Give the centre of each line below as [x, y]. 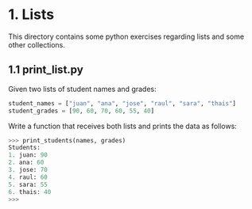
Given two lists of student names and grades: [82, 89]
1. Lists [31, 15]
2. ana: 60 [26, 163]
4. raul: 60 [28, 177]
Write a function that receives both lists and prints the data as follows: [122, 126]
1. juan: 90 [28, 155]
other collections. [37, 44]
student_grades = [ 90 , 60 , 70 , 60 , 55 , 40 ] [81, 111]
